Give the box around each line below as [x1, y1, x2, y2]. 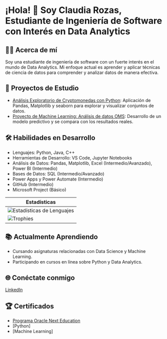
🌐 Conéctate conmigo [5, 273, 75, 282]
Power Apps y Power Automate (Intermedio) [12, 176, 103, 182]
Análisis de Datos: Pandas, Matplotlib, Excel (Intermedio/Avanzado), [12, 160, 152, 166]
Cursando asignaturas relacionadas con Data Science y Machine [12, 248, 146, 254]
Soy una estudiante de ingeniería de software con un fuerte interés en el [5, 59, 154, 64]
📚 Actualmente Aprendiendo [5, 232, 98, 241]
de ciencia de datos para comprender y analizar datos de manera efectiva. [5, 69, 159, 75]
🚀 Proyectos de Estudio [5, 84, 79, 92]
